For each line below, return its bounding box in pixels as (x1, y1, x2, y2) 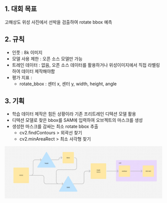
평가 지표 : (11, 74, 32, 80)
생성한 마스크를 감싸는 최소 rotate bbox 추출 (11, 123, 98, 129)
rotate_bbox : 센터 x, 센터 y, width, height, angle (19, 81, 117, 87)
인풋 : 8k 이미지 (11, 49, 43, 55)
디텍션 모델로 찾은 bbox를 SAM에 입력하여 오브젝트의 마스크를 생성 (11, 117, 143, 123)
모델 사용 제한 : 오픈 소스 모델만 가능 (11, 56, 83, 62)
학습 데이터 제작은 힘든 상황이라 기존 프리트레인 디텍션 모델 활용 (11, 111, 136, 117)
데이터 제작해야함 (21, 68, 55, 74)
